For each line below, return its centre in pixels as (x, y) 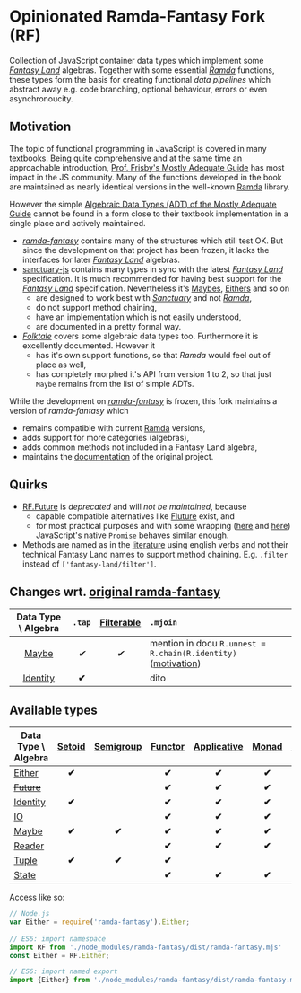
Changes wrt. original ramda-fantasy (115, 591)
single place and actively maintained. (77, 223)
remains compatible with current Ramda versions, (114, 427)
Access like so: (37, 897)
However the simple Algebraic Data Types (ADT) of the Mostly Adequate (143, 204)
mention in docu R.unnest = (207, 644)
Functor (168, 747)
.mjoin (163, 623)
